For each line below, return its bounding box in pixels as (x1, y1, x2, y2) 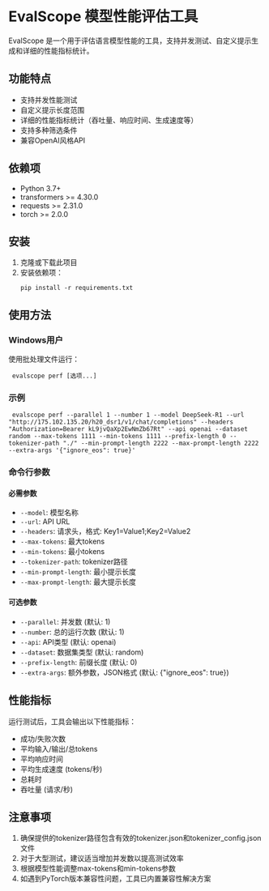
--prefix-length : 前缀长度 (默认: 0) (19, 657, 138, 667)
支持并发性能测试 (19, 95, 78, 104)
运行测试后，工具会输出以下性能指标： (8, 716, 136, 726)
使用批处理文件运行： (8, 354, 79, 364)
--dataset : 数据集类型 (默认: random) (19, 647, 144, 657)
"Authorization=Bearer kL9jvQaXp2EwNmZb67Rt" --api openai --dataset (8, 425, 249, 433)
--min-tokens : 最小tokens (19, 547, 105, 556)
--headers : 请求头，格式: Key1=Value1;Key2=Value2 (19, 526, 191, 536)
